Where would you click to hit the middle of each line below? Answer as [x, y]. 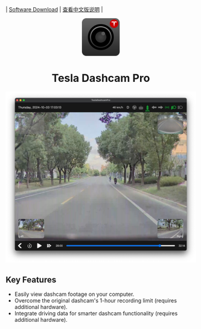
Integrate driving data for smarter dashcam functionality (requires [96, 313]
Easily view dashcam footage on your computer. [74, 294]
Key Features [31, 280]
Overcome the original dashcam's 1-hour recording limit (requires [96, 301]
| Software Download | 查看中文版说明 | [54, 9]
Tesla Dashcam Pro [101, 78]
